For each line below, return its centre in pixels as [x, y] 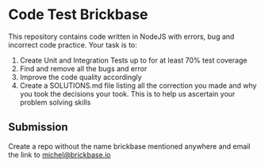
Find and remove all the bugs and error [83, 68]
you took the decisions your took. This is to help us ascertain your [127, 93]
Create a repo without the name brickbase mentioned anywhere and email [129, 146]
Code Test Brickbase [78, 15]
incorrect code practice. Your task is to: [73, 44]
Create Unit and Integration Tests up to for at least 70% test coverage [133, 60]
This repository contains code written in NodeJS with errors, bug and [121, 36]
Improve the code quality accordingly [81, 77]
